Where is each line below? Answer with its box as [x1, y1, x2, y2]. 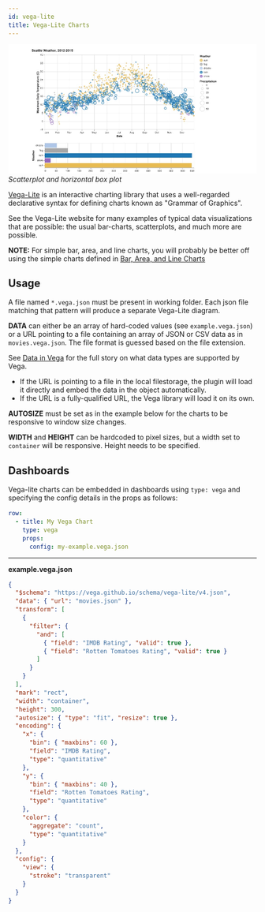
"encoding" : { [15, 722, 62, 730]
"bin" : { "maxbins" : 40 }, [28, 780, 118, 788]
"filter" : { [28, 622, 69, 630]
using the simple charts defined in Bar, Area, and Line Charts [8, 253, 206, 264]
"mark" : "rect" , [15, 689, 69, 697]
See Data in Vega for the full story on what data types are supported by [8, 353, 241, 363]
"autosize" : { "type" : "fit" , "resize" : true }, [15, 714, 178, 722]
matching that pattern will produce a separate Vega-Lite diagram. [8, 306, 221, 316]
